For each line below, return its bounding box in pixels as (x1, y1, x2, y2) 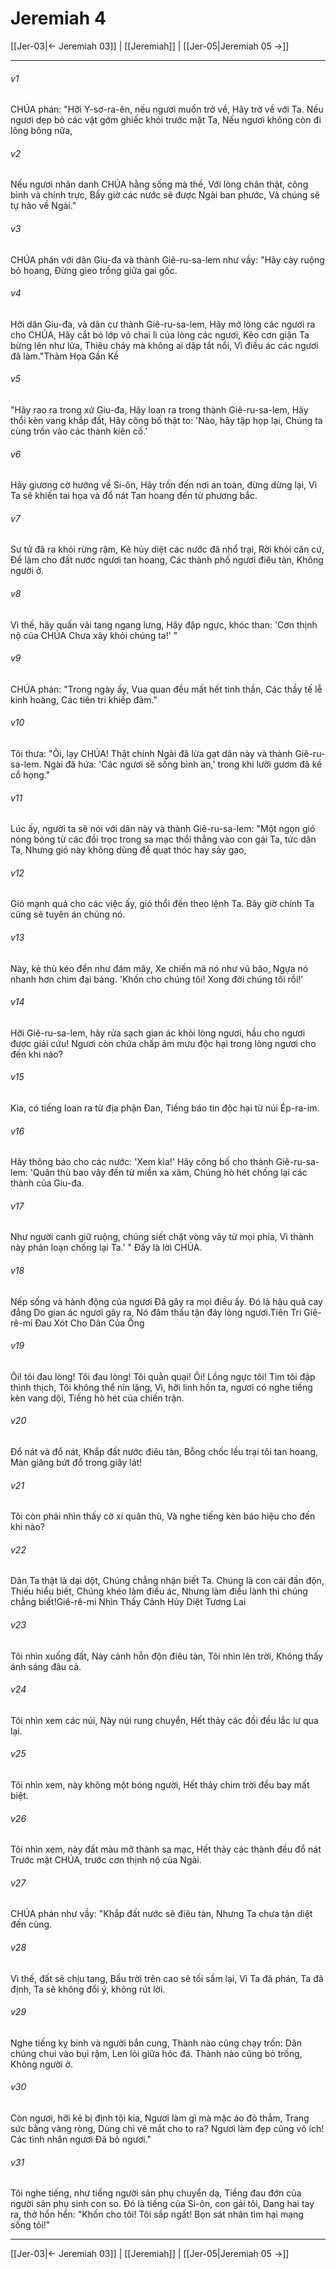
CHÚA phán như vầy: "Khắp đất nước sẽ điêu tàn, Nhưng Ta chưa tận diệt (10, 1908, 313, 1920)
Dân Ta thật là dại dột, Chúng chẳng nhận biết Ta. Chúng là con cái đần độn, (10, 1575, 325, 1587)
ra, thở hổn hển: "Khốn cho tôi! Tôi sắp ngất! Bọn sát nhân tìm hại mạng (10, 2208, 304, 2221)
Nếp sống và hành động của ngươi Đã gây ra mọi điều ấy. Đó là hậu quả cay (10, 1295, 323, 1307)
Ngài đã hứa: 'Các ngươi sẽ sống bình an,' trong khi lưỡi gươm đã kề (43, 758, 323, 770)
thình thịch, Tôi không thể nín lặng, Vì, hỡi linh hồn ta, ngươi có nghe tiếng (10, 1381, 313, 1393)
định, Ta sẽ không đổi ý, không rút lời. (10, 1983, 166, 1995)
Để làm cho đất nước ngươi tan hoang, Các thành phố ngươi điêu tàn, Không (10, 554, 324, 566)
